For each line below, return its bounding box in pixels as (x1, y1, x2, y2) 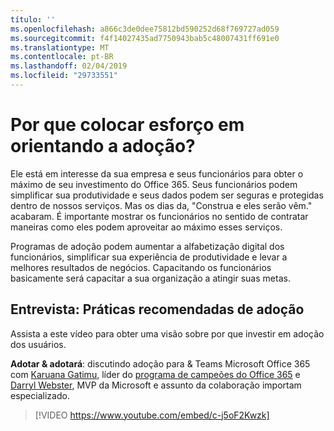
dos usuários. (10, 338, 67, 350)
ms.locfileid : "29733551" (10, 71, 118, 81)
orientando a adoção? (10, 135, 196, 158)
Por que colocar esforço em (10, 114, 245, 136)
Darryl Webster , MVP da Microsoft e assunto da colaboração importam (10, 379, 302, 391)
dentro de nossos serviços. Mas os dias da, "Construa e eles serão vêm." (10, 199, 313, 211)
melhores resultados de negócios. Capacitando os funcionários (10, 261, 272, 273)
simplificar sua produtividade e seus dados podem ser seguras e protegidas (10, 189, 324, 201)
